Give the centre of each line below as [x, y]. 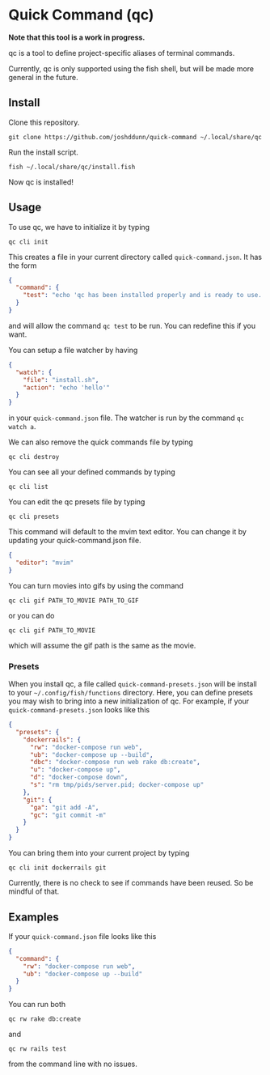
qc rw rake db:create [45, 1019]
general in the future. [43, 77]
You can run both [37, 1005]
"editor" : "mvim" [45, 563]
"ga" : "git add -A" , [64, 807]
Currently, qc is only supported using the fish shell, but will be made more [131, 68]
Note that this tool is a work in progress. [77, 37]
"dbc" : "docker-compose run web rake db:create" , [115, 763]
